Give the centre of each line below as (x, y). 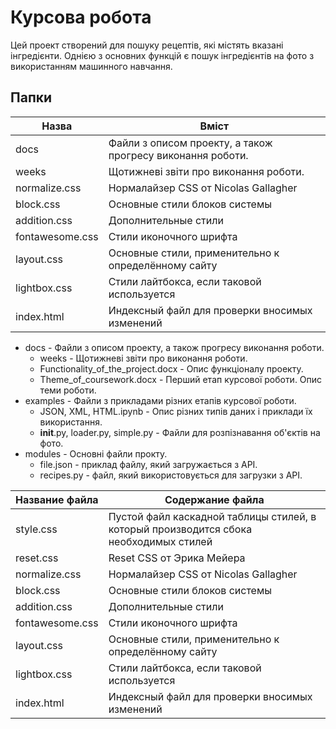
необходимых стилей (160, 541)
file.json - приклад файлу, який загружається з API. (148, 464)
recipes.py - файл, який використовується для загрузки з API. (171, 475)
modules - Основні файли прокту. (96, 453)
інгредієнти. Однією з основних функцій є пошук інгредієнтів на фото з (162, 55)
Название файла (57, 499)
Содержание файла (214, 499)
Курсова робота (81, 17)
